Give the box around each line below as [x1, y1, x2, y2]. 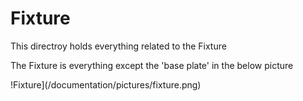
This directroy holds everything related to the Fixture [10, 40, 227, 52]
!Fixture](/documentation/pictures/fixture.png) [10, 78, 202, 91]
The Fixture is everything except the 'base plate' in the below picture [10, 59, 294, 71]
